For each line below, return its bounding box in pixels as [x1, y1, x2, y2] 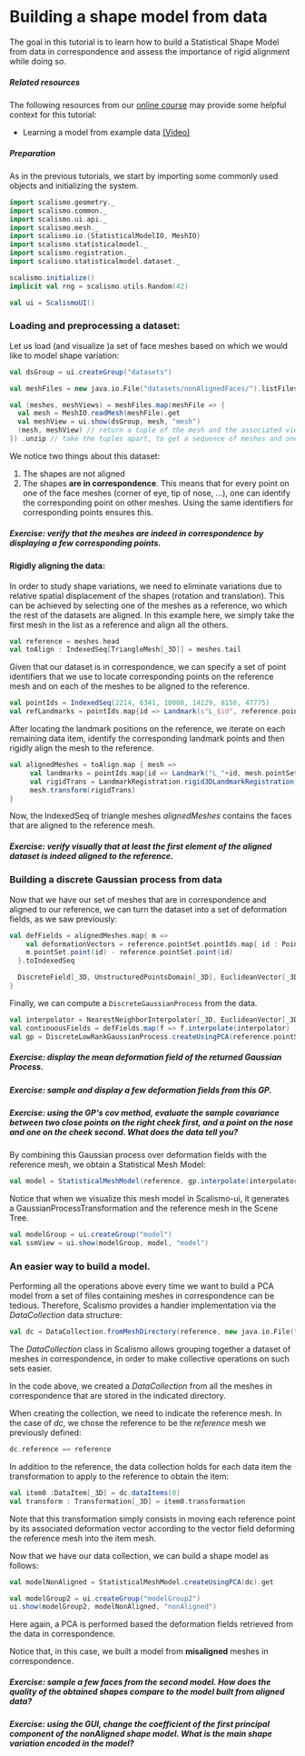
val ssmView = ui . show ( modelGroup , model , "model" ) [9, 1239, 209, 1248]
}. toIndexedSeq [17, 956, 75, 965]
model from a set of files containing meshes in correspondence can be [9, 1291, 275, 1302]
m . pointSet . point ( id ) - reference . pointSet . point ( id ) [25, 948, 233, 957]
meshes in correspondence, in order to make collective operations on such [9, 1353, 290, 1364]
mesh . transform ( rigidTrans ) [29, 785, 136, 794]
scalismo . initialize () [9, 273, 95, 283]
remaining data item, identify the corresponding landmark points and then [9, 733, 285, 743]
